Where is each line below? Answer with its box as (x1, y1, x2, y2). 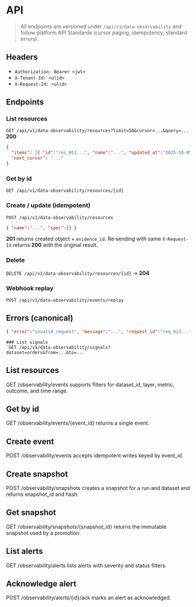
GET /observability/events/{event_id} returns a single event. (6, 419, 150, 427)
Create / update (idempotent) (6, 201, 91, 209)
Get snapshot (6, 508, 57, 518)
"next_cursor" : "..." (11, 156, 64, 161)
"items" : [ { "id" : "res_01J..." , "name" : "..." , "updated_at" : (11, 150, 163, 156)
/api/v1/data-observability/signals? (19, 344, 111, 350)
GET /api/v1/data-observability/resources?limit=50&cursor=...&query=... (6, 128, 190, 134)
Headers (6, 52, 38, 62)
